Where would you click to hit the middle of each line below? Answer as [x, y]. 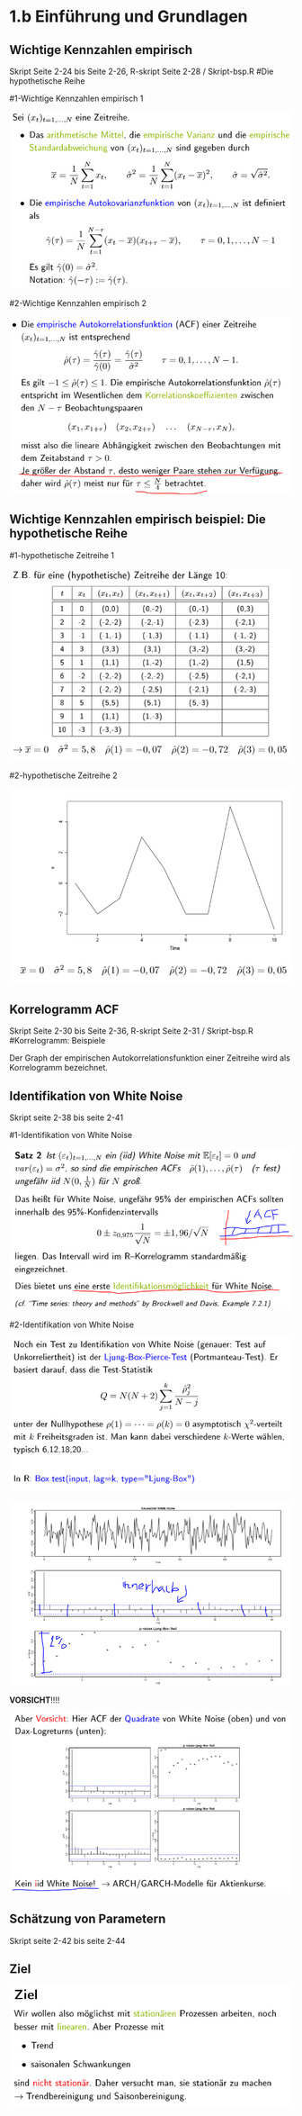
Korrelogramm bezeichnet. [58, 1068]
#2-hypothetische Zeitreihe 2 [63, 775]
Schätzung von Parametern [88, 1919]
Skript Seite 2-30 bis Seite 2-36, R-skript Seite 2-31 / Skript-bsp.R [131, 1031]
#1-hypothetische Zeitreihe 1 [62, 555]
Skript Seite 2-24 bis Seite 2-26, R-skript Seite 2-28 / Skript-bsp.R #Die [142, 71]
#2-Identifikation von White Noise [72, 1325]
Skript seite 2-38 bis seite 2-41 [67, 1117]
